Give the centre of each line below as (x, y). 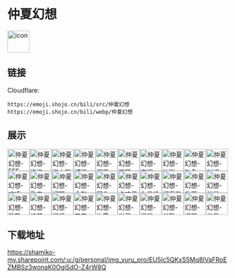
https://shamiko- (31, 252)
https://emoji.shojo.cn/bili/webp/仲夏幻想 (70, 112)
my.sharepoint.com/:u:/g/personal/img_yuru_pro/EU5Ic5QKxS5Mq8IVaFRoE (117, 260)
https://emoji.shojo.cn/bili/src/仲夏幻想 (68, 104)
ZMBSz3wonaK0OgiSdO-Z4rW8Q (57, 267)
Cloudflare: (24, 90)
